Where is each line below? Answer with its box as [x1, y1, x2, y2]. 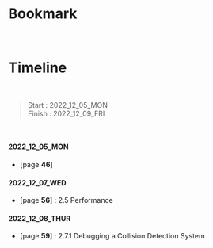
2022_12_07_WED [8, 177, 67, 187]
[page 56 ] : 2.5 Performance [19, 196, 113, 205]
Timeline [8, 59, 67, 77]
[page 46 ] [19, 160, 53, 170]
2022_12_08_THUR [8, 213, 71, 223]
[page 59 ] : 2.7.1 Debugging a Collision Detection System [19, 231, 206, 241]
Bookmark [8, 5, 78, 23]
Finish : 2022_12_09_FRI [27, 109, 105, 118]
